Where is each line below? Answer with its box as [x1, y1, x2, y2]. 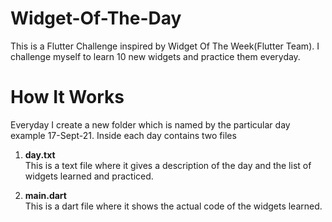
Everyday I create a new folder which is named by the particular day [10, 118, 291, 131]
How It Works [10, 86, 125, 109]
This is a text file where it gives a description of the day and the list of [24, 159, 312, 171]
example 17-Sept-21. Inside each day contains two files [10, 129, 237, 141]
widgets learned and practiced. [24, 170, 154, 182]
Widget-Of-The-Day [10, 7, 182, 30]
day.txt [24, 148, 56, 161]
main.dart [24, 189, 67, 201]
